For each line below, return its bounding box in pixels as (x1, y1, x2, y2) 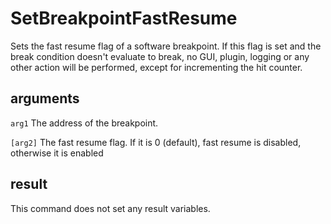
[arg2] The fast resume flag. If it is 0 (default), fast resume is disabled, (10, 136, 302, 148)
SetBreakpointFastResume (10, 7, 238, 30)
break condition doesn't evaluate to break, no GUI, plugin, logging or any (10, 50, 310, 62)
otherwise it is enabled (10, 147, 104, 159)
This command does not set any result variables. (10, 202, 211, 214)
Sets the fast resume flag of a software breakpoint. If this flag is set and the (10, 40, 322, 52)
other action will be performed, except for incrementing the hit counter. (10, 61, 303, 73)
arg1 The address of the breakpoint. (10, 117, 159, 129)
